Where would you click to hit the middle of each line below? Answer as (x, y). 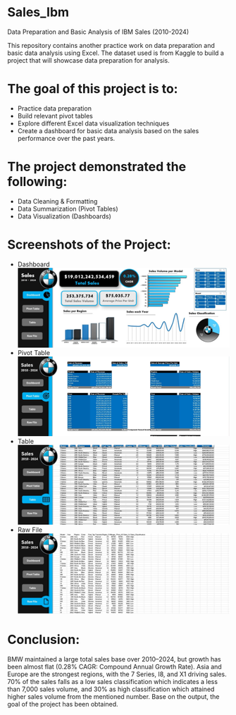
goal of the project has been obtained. (63, 704)
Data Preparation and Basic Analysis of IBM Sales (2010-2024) (98, 32)
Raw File (30, 530)
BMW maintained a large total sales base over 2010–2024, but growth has (114, 659)
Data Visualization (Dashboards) (64, 216)
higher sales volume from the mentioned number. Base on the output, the (113, 696)
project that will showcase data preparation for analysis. (89, 60)
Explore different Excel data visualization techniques (93, 123)
